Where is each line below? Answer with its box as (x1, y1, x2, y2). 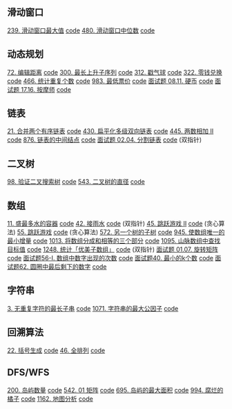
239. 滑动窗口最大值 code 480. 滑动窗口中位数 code (7, 26, 155, 35)
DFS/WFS (7, 367, 50, 379)
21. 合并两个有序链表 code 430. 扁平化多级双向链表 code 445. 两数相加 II (7, 127, 214, 135)
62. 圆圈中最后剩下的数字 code (19, 263, 107, 271)
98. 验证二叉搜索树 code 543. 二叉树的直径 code (7, 178, 145, 186)
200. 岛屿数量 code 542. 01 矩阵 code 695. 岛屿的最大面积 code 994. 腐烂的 (7, 386, 224, 394)
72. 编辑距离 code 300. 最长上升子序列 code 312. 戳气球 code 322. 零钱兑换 (7, 68, 222, 76)
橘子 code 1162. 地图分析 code (7, 394, 93, 403)
